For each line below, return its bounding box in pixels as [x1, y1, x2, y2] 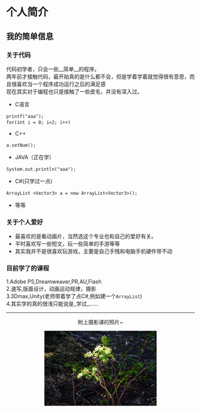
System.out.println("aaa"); [6, 166, 77, 172]
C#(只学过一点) [14, 178, 53, 185]
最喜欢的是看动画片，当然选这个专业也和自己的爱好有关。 [14, 233, 157, 240]
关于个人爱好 [6, 218, 44, 226]
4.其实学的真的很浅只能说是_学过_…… [6, 300, 99, 308]
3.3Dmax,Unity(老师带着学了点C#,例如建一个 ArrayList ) [6, 293, 142, 300]
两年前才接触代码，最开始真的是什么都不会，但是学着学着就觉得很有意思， [6, 73, 190, 80]
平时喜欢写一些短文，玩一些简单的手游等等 [14, 240, 120, 248]
